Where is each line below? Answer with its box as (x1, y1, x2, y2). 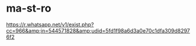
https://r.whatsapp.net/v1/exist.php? (6, 21, 94, 28)
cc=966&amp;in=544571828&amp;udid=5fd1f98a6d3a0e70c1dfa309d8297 (6, 27, 191, 34)
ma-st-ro (6, 2, 52, 15)
